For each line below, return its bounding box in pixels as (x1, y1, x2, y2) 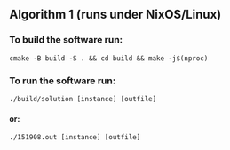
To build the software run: (9, 34, 123, 46)
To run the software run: (9, 75, 116, 87)
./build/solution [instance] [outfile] (9, 94, 157, 103)
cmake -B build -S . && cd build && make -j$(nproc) (9, 53, 209, 63)
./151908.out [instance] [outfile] (9, 133, 141, 142)
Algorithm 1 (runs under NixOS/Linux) (9, 7, 222, 22)
